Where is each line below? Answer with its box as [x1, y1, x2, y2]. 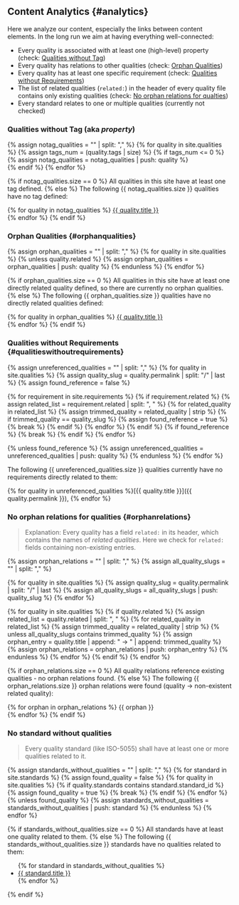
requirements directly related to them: [7, 473, 118, 481]
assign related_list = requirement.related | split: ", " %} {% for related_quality [7, 399, 231, 408]
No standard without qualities [7, 728, 112, 738]
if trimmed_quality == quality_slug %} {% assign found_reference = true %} [7, 414, 228, 423]
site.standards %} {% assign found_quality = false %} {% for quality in [7, 773, 213, 782]
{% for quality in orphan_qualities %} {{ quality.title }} [7, 313, 164, 321]
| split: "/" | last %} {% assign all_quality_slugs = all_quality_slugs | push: [7, 586, 218, 594]
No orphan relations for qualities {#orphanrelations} [7, 512, 191, 522]
